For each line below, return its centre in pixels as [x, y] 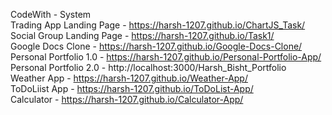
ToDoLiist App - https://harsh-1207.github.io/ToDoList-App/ [132, 88]
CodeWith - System [51, 14]
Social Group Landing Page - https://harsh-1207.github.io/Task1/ [142, 35]
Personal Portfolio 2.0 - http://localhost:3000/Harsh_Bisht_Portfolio [148, 67]
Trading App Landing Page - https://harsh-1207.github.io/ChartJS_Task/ [158, 25]
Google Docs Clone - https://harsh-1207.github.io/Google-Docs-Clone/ [156, 46]
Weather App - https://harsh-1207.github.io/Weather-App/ [129, 78]
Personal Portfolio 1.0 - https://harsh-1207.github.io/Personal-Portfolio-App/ [166, 57]
